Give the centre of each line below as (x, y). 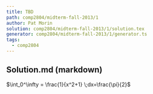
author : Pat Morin (29, 23)
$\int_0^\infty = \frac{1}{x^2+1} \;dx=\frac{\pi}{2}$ (69, 84)
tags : (13, 40)
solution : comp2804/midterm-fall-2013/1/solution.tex (76, 29)
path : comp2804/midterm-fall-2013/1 (52, 17)
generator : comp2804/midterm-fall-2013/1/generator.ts (77, 34)
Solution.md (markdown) (54, 70)
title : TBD (20, 12)
